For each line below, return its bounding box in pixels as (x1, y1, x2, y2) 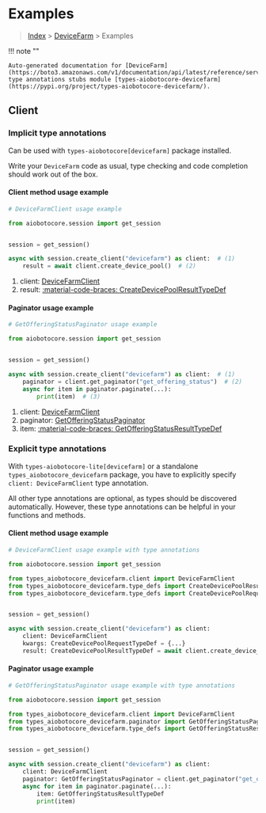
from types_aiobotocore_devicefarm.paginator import (8, 717, 186, 725)
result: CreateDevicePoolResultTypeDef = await (22, 647, 182, 655)
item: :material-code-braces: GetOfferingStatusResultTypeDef (19, 424, 222, 433)
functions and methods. (8, 510, 86, 519)
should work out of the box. (8, 169, 98, 179)
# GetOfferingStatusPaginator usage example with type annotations (8, 682, 236, 690)
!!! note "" (8, 46, 40, 55)
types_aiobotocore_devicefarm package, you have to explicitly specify (8, 469, 237, 479)
